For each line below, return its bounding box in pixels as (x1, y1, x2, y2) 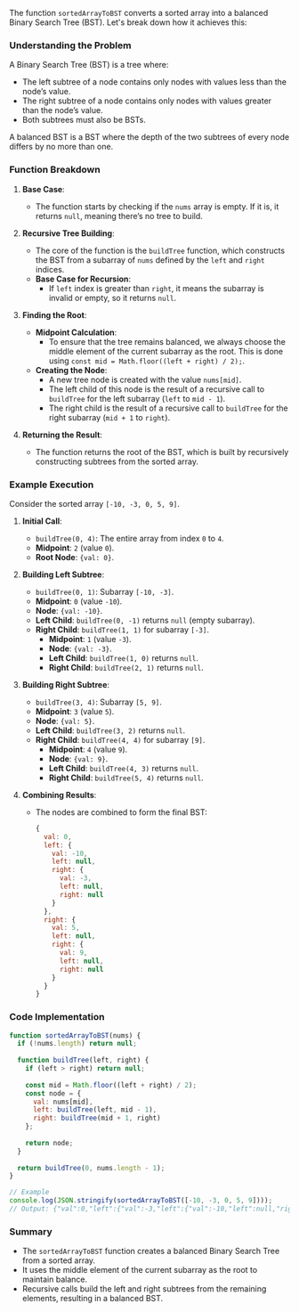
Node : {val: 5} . (35, 715, 95, 726)
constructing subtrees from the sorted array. (35, 456, 198, 467)
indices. (35, 264, 65, 274)
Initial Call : (21, 516, 62, 526)
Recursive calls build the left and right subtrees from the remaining (21, 1283, 267, 1294)
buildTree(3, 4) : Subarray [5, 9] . (35, 697, 163, 707)
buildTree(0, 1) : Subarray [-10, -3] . (35, 586, 174, 597)
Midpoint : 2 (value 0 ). (35, 542, 115, 553)
